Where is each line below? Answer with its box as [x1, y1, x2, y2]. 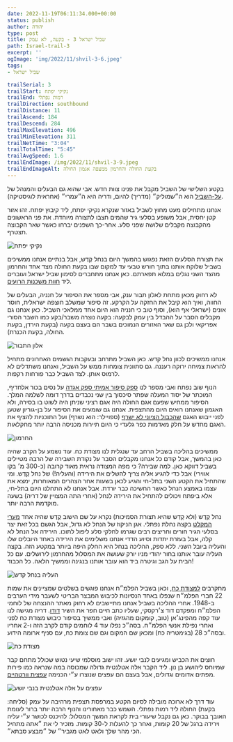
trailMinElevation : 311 [7, 133, 77, 140]
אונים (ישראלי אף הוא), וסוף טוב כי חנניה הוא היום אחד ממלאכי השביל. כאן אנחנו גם [7, 305, 226, 314]
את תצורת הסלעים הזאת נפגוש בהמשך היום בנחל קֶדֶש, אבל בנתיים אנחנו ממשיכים [7, 255, 223, 263]
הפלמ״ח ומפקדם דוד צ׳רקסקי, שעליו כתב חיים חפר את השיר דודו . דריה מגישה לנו [7, 606, 221, 614]
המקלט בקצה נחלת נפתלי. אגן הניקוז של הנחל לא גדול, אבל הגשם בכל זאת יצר [7, 520, 212, 528]
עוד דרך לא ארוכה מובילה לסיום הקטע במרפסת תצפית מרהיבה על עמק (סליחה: [7, 697, 215, 705]
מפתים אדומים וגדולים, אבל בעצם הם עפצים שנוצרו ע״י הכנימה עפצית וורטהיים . [7, 670, 216, 679]
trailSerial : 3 [7, 81, 51, 88]
